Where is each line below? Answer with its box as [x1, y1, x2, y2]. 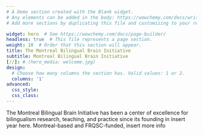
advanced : [6, 81, 31, 87]
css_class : [11, 93, 39, 99]
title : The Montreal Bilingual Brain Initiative [6, 48, 131, 54]
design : [6, 64, 26, 71]
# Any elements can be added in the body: [6, 14, 115, 20]
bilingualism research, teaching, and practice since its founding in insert [6, 115, 185, 122]
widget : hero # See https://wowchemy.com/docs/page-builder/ [6, 31, 166, 37]
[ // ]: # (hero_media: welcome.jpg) [6, 58, 96, 65]
